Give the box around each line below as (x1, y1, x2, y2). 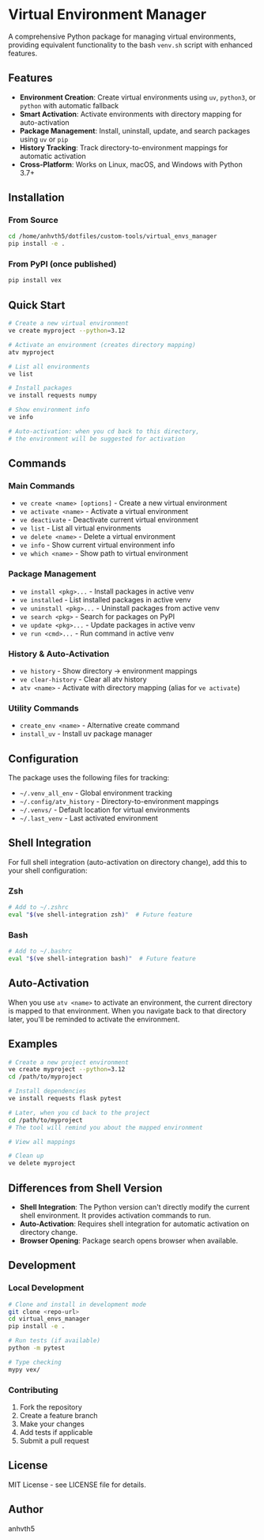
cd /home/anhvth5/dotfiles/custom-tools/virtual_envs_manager (8, 232, 217, 240)
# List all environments (8, 362, 90, 371)
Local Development (8, 1282, 85, 1293)
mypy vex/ (8, 1365, 41, 1373)
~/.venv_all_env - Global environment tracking (19, 788, 172, 798)
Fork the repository (19, 1402, 83, 1412)
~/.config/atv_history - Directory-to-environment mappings (19, 797, 219, 806)
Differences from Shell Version (8, 1181, 163, 1195)
